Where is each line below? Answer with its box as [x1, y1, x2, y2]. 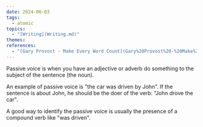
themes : [6, 37, 26, 43]
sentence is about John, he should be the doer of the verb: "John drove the [6, 89, 193, 97]
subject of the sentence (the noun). [6, 71, 94, 79]
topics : [6, 25, 26, 32]
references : [6, 43, 36, 49]
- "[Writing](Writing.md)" [11, 31, 80, 37]
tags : [6, 15, 20, 21]
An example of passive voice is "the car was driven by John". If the [6, 83, 173, 90]
